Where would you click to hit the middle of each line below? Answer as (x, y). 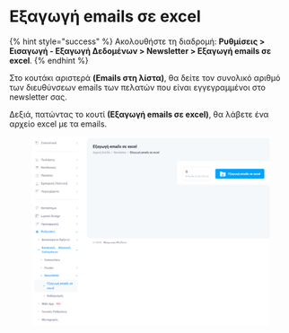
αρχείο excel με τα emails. (58, 124)
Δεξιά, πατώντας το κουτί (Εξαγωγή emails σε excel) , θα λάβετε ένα (139, 114)
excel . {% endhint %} (49, 60)
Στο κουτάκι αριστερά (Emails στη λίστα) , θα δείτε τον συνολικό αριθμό (145, 77)
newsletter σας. (38, 97)
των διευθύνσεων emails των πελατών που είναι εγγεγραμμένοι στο (138, 87)
